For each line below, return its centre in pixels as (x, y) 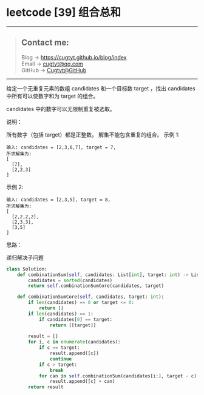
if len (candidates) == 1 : (61, 314)
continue (60, 359)
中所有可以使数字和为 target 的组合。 (53, 96)
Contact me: (45, 43)
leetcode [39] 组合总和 (64, 12)
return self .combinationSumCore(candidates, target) (96, 286)
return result (46, 387)
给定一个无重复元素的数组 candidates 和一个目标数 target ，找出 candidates (101, 88)
